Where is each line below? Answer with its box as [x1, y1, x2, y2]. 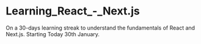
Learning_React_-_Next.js [5, 4, 140, 18]
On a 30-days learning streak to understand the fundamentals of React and [5, 24, 196, 31]
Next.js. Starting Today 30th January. [5, 30, 100, 37]
